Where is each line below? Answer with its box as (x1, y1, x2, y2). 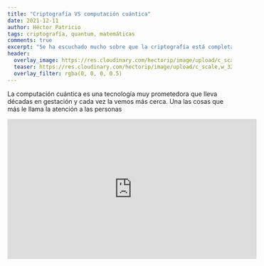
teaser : (14, 63, 37, 70)
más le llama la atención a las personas (7, 105, 122, 113)
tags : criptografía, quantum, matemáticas (7, 30, 135, 38)
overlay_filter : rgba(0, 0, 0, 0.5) (14, 70, 122, 77)
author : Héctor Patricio (7, 23, 81, 31)
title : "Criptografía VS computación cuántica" (7, 10, 152, 18)
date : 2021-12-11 (7, 17, 59, 24)
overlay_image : (14, 57, 59, 64)
